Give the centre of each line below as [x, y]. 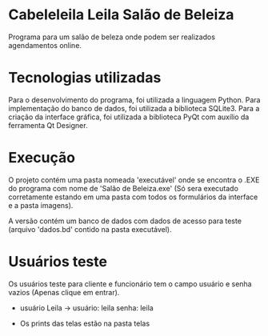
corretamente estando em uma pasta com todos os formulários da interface [133, 197]
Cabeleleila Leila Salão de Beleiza [121, 15]
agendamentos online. [45, 45]
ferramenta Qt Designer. [48, 125]
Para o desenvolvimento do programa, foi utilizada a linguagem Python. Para [134, 100]
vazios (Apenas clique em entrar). [64, 292]
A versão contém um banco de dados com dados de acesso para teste [125, 221]
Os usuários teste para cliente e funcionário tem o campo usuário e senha [130, 284]
